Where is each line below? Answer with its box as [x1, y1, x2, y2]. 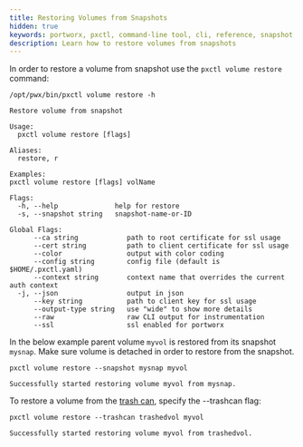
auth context [9, 281, 59, 290]
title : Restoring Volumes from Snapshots [9, 13, 168, 23]
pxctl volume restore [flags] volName [9, 178, 156, 187]
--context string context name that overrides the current [33, 273, 285, 282]
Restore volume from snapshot [9, 106, 124, 116]
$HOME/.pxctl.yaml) [9, 265, 83, 275]
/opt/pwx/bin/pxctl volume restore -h [9, 91, 156, 100]
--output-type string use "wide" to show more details [33, 305, 253, 314]
